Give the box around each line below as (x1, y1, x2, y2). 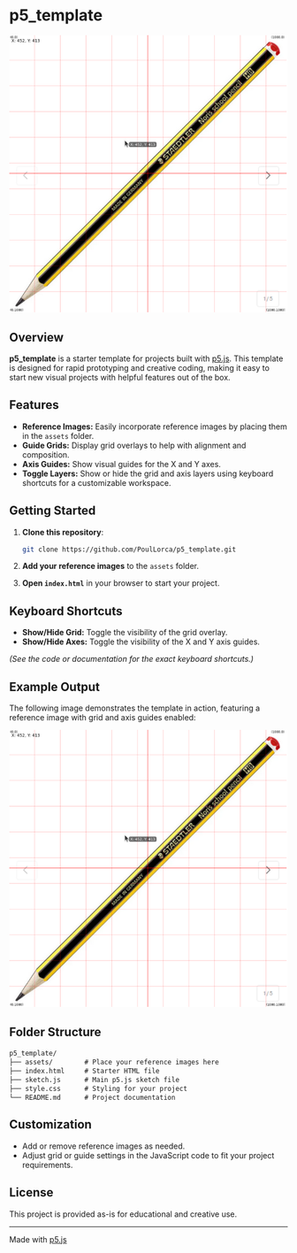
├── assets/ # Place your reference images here (9, 1058, 219, 1067)
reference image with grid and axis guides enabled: (9, 712, 196, 723)
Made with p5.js (9, 1234, 68, 1244)
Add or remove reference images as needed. (21, 1141, 186, 1151)
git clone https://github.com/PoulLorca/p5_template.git (21, 545, 237, 554)
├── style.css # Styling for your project (9, 1085, 188, 1094)
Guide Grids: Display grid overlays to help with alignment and (21, 440, 247, 450)
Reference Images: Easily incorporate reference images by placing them (21, 421, 287, 432)
